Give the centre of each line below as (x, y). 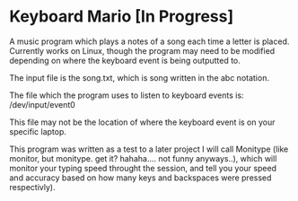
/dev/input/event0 (43, 104)
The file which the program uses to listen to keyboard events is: (127, 95)
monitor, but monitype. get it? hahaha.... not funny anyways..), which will (143, 158)
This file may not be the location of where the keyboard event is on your (142, 122)
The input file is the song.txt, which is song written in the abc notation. (139, 77)
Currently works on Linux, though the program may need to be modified (142, 50)
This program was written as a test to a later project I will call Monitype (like (149, 149)
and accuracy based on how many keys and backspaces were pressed (140, 178)
